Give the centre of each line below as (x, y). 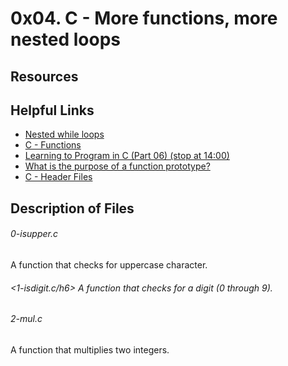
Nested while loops (64, 134)
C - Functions (53, 145)
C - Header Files (58, 177)
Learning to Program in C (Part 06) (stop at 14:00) (127, 156)
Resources (44, 76)
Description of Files (72, 208)
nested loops (65, 39)
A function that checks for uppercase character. (109, 264)
